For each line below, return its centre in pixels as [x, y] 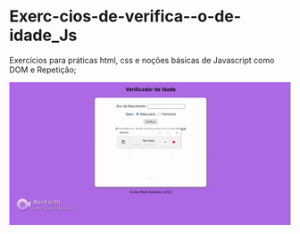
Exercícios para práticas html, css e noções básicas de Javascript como [142, 60]
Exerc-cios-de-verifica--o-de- [125, 17]
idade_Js [43, 35]
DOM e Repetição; [43, 70]
